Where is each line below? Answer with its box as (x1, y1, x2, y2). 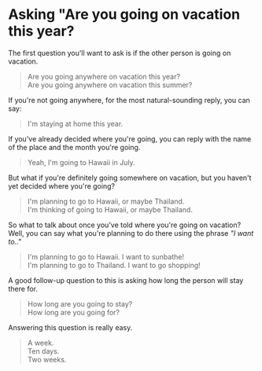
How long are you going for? (27, 307, 120, 317)
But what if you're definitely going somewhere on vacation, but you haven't (8, 173, 252, 182)
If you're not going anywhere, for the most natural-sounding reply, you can (8, 95, 250, 105)
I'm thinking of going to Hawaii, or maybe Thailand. (27, 204, 193, 214)
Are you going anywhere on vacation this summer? (27, 80, 193, 90)
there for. (8, 284, 38, 293)
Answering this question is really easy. (8, 322, 133, 332)
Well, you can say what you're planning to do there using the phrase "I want (8, 228, 254, 237)
